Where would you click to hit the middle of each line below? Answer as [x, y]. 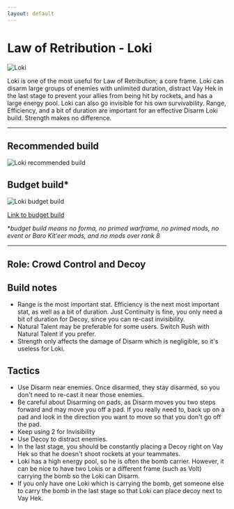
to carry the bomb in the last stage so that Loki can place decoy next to [119, 491]
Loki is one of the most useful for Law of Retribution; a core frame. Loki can [116, 81]
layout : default [31, 14]
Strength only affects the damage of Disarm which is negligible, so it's [118, 341]
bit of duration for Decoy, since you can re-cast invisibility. [101, 319]
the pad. [29, 424]
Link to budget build [36, 215]
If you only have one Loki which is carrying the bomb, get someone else [120, 483]
